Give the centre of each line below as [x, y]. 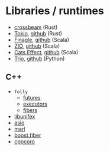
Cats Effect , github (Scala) [46, 52]
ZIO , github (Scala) [37, 46]
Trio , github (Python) [39, 58]
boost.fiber [27, 135]
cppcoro [24, 141]
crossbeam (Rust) [36, 27]
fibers [30, 110]
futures [32, 97]
